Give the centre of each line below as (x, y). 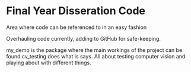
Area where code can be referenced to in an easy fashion (77, 27)
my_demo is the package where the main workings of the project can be (94, 50)
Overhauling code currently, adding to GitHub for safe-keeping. (84, 38)
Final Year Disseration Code (76, 11)
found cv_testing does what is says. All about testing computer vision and (96, 56)
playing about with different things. (49, 63)
